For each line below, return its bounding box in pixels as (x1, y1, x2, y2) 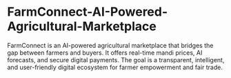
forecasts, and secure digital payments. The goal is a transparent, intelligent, (7, 55, 225, 64)
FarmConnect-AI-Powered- (7, 4, 168, 20)
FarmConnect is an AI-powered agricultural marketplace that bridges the (7, 41, 214, 49)
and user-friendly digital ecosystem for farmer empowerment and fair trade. (7, 63, 223, 71)
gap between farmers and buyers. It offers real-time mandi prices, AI (7, 49, 203, 57)
